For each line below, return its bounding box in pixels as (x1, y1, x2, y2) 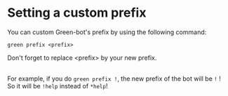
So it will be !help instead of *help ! (7, 81, 108, 90)
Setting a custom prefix (7, 5, 147, 21)
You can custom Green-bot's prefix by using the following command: (7, 28, 207, 36)
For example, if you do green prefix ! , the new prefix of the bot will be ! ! (7, 74, 221, 83)
